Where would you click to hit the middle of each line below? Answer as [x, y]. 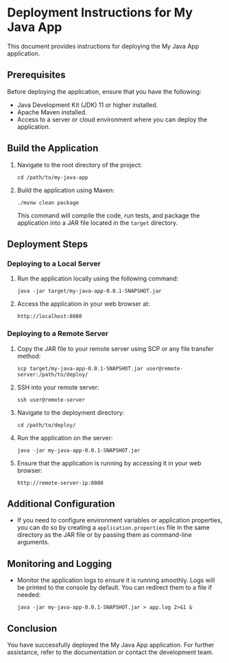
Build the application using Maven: [66, 190]
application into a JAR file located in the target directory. [97, 222]
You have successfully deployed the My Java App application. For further [111, 644]
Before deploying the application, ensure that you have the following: [104, 91]
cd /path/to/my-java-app [52, 177]
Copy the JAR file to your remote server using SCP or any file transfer [115, 348]
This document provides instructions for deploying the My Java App [103, 46]
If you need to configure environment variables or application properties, [120, 520]
